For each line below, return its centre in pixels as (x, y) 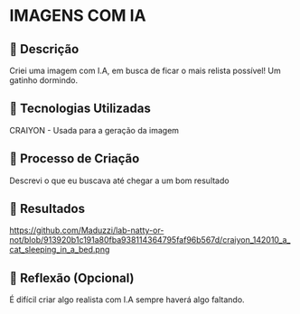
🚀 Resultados (47, 209)
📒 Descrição (44, 49)
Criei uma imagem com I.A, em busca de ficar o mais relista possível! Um (145, 70)
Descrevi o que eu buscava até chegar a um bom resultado (119, 180)
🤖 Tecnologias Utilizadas (80, 109)
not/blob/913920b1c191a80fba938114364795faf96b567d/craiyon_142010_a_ (150, 240)
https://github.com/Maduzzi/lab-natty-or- (87, 230)
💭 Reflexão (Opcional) (72, 277)
